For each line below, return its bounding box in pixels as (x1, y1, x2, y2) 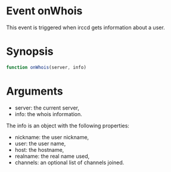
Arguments (6, 85, 64, 98)
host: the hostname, (14, 146, 64, 153)
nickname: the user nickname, (14, 133, 89, 140)
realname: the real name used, (14, 152, 90, 160)
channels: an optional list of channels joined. (14, 159, 125, 166)
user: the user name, (14, 140, 66, 147)
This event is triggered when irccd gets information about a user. (6, 24, 165, 31)
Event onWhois (6, 4, 83, 18)
